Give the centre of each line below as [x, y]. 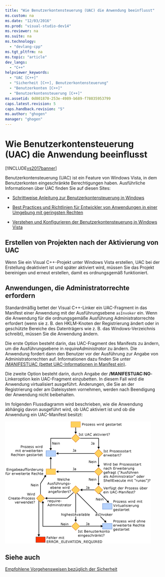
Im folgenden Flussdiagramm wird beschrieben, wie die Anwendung [74, 404]
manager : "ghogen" [24, 119]
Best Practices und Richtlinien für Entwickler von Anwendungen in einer [85, 207]
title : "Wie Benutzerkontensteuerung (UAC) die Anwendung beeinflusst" [80, 10]
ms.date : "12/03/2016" [28, 21]
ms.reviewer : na [22, 31]
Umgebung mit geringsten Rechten [48, 212]
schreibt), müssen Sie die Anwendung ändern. [52, 334]
